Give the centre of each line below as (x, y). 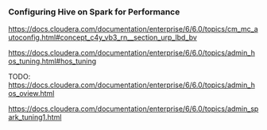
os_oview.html (31, 94)
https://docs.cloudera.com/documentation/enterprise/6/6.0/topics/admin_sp (133, 109)
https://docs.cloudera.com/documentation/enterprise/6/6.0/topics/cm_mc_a (133, 29)
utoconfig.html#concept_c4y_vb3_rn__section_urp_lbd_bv (103, 37)
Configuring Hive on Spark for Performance (94, 12)
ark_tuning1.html (35, 117)
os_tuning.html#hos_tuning (52, 61)
